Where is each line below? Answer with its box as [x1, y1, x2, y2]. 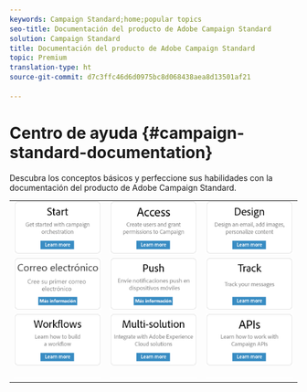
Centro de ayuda [9, 122, 139, 143]
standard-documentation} [9, 142, 213, 163]
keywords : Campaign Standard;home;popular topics [9, 15, 203, 24]
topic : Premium [9, 53, 68, 63]
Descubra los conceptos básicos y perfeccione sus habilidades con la [9, 172, 273, 183]
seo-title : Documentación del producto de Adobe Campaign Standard [9, 24, 272, 34]
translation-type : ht [9, 63, 92, 72]
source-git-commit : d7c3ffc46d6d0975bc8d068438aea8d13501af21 [9, 73, 251, 82]
